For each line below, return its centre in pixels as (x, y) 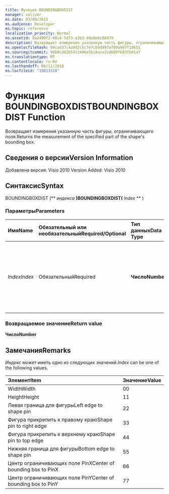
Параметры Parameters (35, 211)
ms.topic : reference (27, 29)
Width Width (22, 389)
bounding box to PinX (33, 469)
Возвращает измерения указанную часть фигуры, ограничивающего (79, 131)
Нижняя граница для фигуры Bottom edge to (61, 449)
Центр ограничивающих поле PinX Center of (61, 463)
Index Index (21, 277)
